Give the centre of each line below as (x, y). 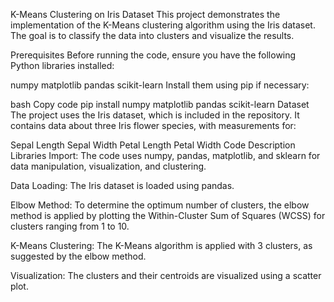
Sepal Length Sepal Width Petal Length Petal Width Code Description (153, 145)
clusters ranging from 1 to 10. (70, 226)
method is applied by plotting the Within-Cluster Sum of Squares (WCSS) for (168, 215)
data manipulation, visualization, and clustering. (108, 166)
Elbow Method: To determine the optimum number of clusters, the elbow (160, 205)
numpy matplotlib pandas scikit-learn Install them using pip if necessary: (160, 85)
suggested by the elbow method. (78, 256)
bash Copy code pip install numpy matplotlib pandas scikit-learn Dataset (160, 104)
